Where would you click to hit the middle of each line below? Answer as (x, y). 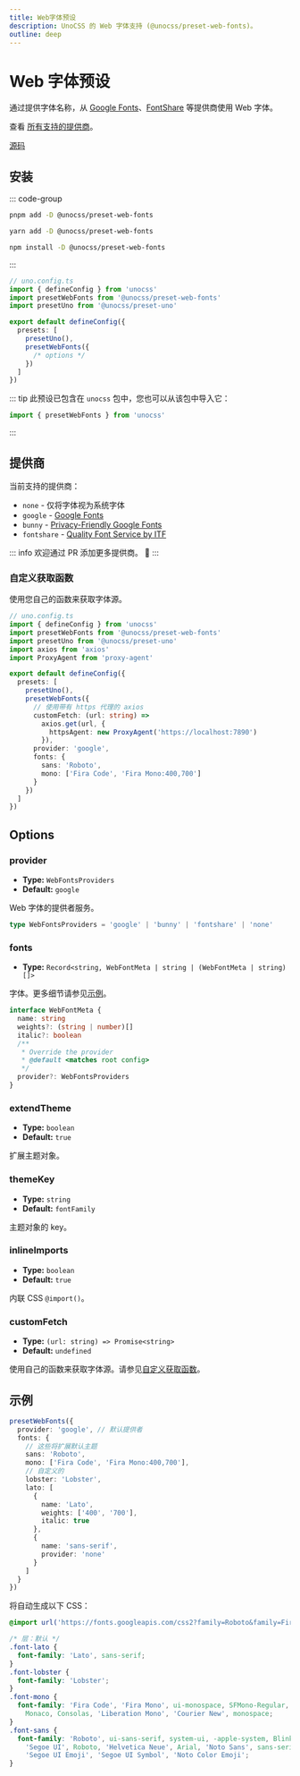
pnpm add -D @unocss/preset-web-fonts (81, 216)
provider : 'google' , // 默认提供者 (80, 1429)
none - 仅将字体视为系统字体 (73, 505)
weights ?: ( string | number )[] (75, 1027)
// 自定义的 (45, 1471)
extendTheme (40, 1108)
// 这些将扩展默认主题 (62, 1446)
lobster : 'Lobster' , (63, 1480)
